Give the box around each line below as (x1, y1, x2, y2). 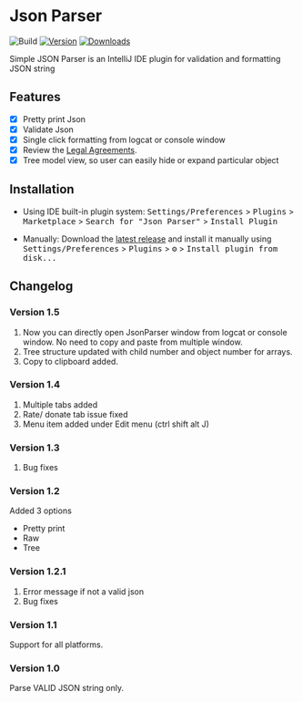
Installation (9, 181, 75, 197)
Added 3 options (9, 505, 73, 516)
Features (9, 89, 61, 105)
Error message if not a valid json (22, 585, 144, 597)
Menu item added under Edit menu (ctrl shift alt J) (22, 418, 209, 429)
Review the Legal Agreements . (22, 144, 138, 155)
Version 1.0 (9, 662, 61, 675)
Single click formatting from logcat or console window (22, 134, 226, 145)
